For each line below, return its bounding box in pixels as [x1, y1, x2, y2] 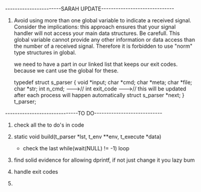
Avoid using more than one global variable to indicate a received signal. [13, 17, 192, 24]
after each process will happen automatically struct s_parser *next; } [13, 92, 185, 98]
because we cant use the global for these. [13, 67, 119, 74]
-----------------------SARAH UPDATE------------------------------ [5, 5, 174, 12]
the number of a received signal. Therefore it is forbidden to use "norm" [13, 42, 193, 50]
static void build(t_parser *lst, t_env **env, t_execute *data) [13, 133, 162, 140]
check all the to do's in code [13, 121, 85, 129]
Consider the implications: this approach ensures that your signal [13, 24, 176, 30]
